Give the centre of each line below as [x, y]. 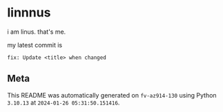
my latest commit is [35, 45]
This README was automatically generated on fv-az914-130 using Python [112, 95]
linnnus [29, 13]
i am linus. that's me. [37, 32]
